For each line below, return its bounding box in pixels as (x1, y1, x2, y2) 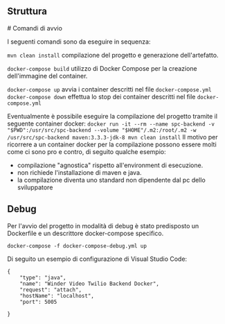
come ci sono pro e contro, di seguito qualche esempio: (7, 147, 166, 155)
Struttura (7, 6, 47, 17)
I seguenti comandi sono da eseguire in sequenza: (7, 37, 151, 46)
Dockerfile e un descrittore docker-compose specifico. (7, 229, 164, 237)
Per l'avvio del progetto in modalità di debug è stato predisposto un (7, 221, 199, 230)
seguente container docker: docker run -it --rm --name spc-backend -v (7, 119, 215, 128)
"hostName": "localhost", (19, 292, 95, 299)
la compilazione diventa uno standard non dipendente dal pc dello (17, 176, 206, 184)
